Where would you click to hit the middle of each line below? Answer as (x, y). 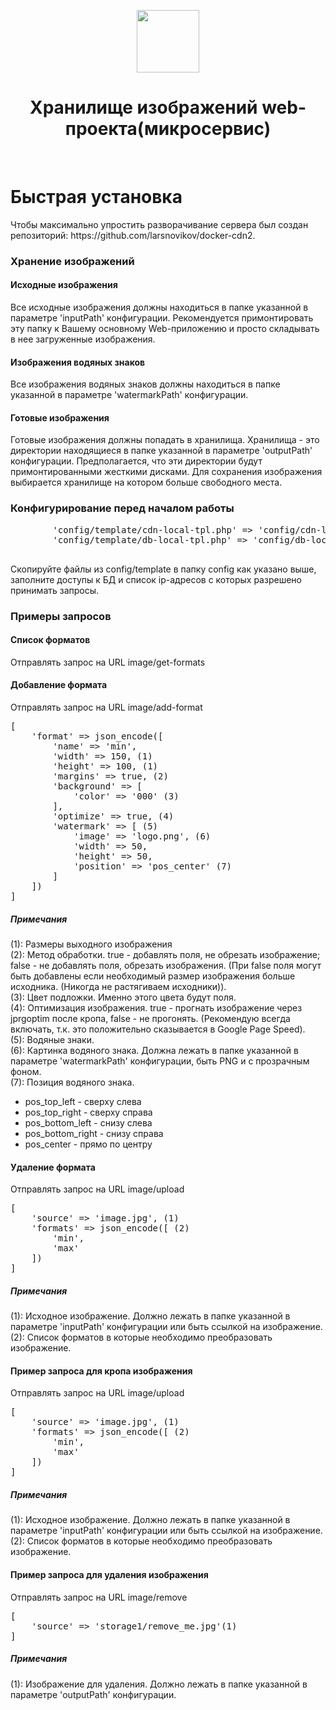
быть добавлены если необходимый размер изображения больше (153, 976)
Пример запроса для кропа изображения (101, 1371)
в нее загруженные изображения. (83, 339)
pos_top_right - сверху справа (88, 1112)
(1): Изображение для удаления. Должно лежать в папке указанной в (159, 1684)
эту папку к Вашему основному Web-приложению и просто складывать (165, 328)
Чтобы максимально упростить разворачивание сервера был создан (159, 224)
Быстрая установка (96, 197)
